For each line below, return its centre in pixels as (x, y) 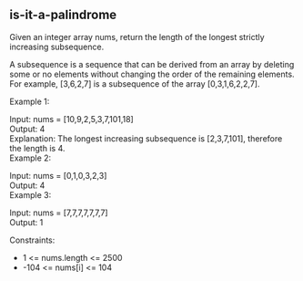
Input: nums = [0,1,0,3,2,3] (58, 175)
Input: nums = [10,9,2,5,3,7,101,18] (71, 119)
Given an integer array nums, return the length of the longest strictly (137, 36)
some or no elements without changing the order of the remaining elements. (152, 74)
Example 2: (30, 158)
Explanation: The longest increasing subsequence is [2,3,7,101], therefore (146, 138)
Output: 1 (26, 222)
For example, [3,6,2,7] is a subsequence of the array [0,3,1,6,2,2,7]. (135, 83)
